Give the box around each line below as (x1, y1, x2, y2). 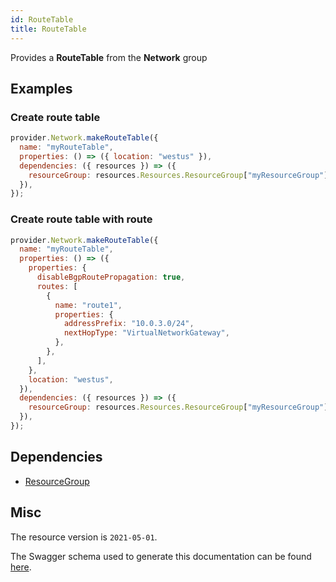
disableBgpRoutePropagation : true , (36, 272, 186, 283)
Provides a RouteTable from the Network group (10, 51, 208, 63)
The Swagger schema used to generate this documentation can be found (10, 550, 312, 562)
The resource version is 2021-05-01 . (10, 531, 158, 543)
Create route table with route (10, 212, 153, 226)
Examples (10, 80, 73, 97)
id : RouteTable (10, 14, 74, 25)
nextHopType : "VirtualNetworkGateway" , (63, 328, 230, 338)
